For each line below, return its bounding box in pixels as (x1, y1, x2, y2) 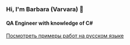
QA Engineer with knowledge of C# (6, 20, 93, 27)
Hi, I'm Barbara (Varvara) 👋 (6, 5, 84, 13)
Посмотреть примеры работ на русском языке (6, 32, 124, 39)
